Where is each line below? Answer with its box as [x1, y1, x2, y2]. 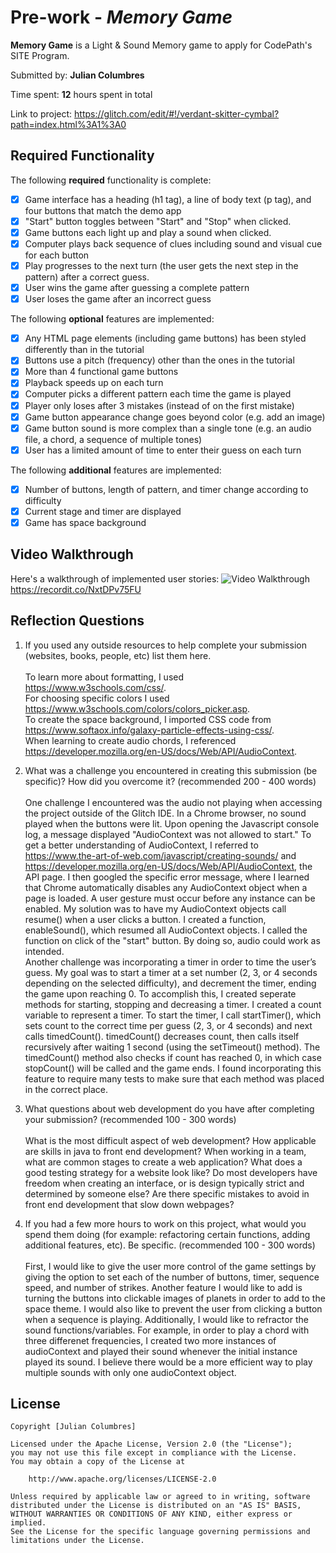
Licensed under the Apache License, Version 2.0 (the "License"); [10, 1439, 293, 1450]
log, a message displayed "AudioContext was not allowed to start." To [24, 828, 312, 840]
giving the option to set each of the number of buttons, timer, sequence [24, 1271, 320, 1283]
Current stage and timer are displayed [24, 505, 182, 517]
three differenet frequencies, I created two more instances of [24, 1334, 277, 1346]
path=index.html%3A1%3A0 [10, 118, 127, 130]
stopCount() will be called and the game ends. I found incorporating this [24, 1062, 322, 1074]
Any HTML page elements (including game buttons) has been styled [24, 332, 307, 345]
